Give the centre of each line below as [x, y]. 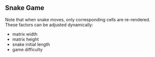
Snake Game [25, 8]
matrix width [25, 34]
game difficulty [27, 49]
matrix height [25, 39]
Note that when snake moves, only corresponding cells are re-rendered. [78, 19]
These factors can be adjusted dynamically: [49, 25]
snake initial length [31, 44]
